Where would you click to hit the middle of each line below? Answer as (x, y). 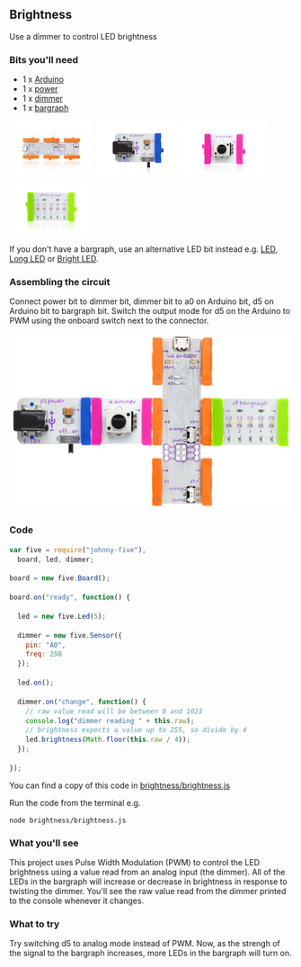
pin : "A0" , (46, 645)
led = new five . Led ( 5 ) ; (62, 616)
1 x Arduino (43, 79)
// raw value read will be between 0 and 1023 (114, 711)
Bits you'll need (44, 59)
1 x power (40, 89)
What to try (35, 924)
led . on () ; (35, 683)
